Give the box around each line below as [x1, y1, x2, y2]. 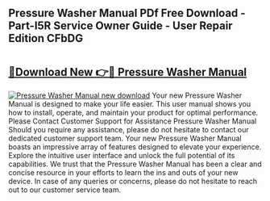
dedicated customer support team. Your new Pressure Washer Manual [8, 133, 242, 143]
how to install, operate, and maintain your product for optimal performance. [8, 108, 259, 117]
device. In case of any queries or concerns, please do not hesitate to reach [8, 177, 258, 186]
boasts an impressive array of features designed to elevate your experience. [8, 142, 262, 152]
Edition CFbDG [8, 31, 84, 45]
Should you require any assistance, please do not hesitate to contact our [8, 125, 250, 134]
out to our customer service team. [8, 185, 122, 195]
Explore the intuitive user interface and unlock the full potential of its [8, 151, 235, 160]
